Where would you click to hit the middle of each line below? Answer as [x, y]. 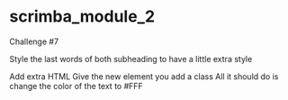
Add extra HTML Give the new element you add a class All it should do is [144, 76]
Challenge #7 [34, 41]
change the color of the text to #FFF [76, 86]
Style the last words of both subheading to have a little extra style [131, 59]
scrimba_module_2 [82, 17]
